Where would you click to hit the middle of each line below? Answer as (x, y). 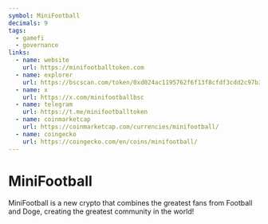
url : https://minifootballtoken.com (84, 68)
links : (19, 53)
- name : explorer (44, 75)
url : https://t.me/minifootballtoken (85, 112)
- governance (37, 45)
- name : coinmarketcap (53, 120)
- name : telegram (44, 104)
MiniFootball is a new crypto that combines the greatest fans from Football (130, 203)
